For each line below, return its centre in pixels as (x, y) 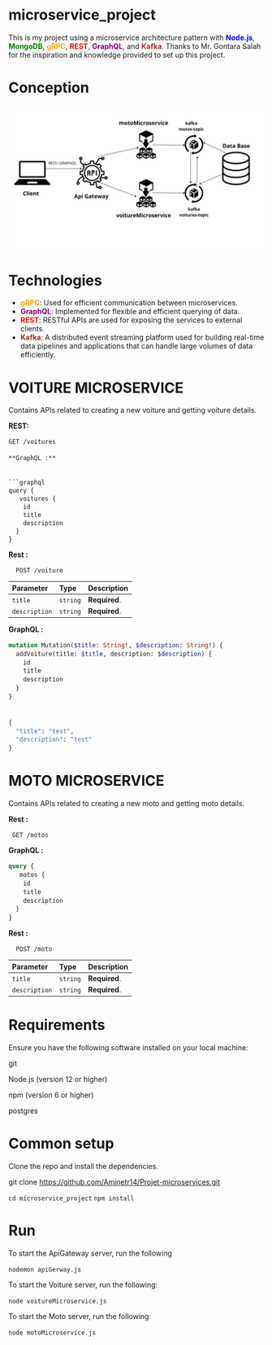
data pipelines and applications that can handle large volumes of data (136, 346)
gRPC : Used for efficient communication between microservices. (129, 303)
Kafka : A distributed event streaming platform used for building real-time (142, 337)
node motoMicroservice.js (52, 1333)
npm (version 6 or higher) (51, 1095)
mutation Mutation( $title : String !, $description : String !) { (116, 645)
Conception (49, 88)
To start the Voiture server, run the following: (83, 1285)
